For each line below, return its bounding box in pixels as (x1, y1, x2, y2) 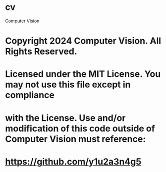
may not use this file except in (5, 79, 131, 90)
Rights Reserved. (5, 46, 78, 57)
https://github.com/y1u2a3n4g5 (5, 156, 142, 167)
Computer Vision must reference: (5, 133, 146, 145)
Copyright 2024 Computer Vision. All (5, 35, 162, 47)
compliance (5, 90, 55, 101)
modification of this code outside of (5, 123, 155, 134)
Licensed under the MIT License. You (5, 68, 161, 80)
